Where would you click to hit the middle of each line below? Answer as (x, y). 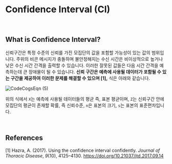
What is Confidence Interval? (53, 40)
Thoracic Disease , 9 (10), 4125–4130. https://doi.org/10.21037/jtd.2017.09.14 (84, 156)
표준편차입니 (152, 105)
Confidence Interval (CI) (58, 9)
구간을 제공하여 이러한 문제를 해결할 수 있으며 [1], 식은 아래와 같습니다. (80, 78)
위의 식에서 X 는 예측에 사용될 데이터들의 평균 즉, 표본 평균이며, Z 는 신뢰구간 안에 (85, 99)
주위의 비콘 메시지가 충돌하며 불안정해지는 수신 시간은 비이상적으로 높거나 (90, 59)
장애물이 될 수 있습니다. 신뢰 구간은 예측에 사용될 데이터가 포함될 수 (95, 72)
